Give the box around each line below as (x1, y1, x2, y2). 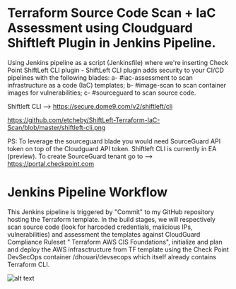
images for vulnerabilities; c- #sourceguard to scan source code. (7, 88, 196, 97)
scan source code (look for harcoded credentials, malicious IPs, (7, 223, 193, 231)
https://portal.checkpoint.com (7, 159, 94, 167)
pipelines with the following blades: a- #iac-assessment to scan (7, 73, 193, 82)
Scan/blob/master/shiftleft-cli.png (7, 123, 106, 131)
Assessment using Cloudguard (7, 20, 193, 36)
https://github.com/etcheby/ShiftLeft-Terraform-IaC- (7, 115, 160, 124)
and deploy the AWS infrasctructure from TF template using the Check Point (7, 245, 230, 254)
